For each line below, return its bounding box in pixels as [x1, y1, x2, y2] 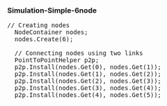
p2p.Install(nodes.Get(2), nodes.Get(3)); [14, 77, 162, 85]
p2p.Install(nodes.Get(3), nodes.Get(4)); [14, 84, 162, 92]
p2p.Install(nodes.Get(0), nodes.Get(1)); [14, 63, 162, 71]
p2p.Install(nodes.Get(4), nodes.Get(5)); [14, 91, 162, 99]
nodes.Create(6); [14, 36, 74, 43]
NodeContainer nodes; [14, 29, 88, 36]
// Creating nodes [7, 22, 70, 29]
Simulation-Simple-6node [7, 6, 97, 15]
